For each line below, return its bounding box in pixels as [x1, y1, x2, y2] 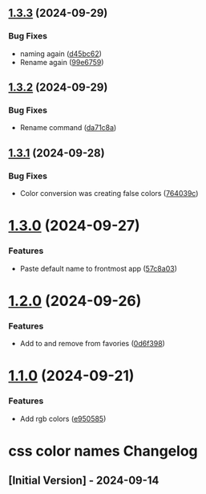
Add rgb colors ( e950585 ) [19, 414, 107, 423]
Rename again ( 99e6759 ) [19, 57, 104, 67]
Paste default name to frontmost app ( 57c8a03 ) [19, 263, 178, 273]
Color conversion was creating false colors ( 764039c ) [19, 189, 199, 198]
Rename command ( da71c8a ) [19, 123, 117, 133]
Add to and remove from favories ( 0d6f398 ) [19, 339, 166, 349]
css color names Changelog [8, 442, 198, 460]
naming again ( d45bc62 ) [19, 48, 103, 59]
